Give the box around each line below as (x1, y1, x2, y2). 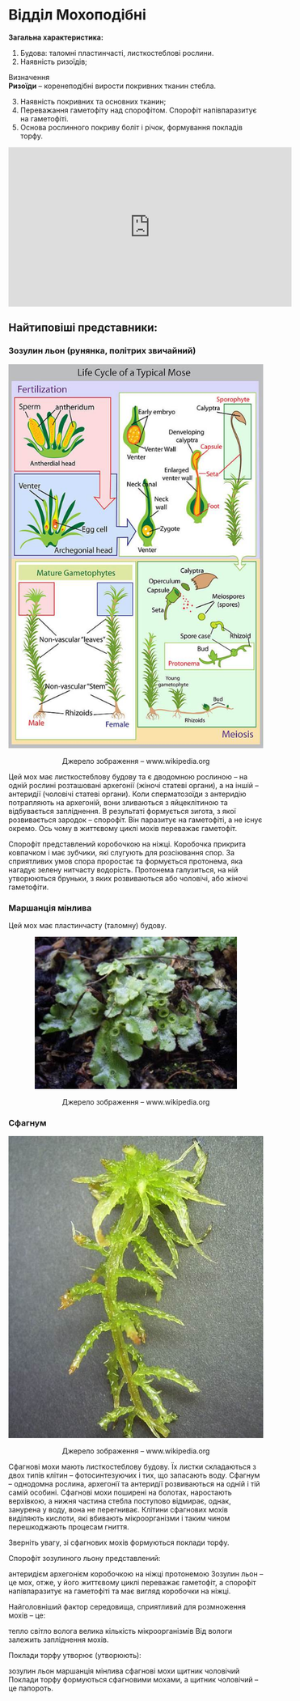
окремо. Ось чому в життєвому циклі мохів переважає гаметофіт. (8, 823, 238, 833)
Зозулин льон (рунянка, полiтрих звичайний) (8, 346, 196, 357)
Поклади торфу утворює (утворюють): (8, 1651, 142, 1661)
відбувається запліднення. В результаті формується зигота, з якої (8, 806, 236, 816)
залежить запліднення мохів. (8, 1635, 109, 1644)
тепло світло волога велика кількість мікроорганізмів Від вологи (8, 1627, 233, 1636)
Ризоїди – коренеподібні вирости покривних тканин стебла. (8, 81, 217, 91)
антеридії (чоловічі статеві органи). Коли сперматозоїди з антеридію (8, 789, 247, 799)
